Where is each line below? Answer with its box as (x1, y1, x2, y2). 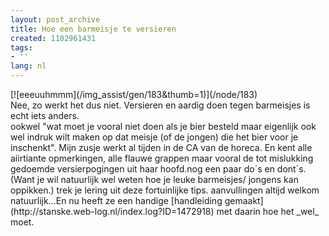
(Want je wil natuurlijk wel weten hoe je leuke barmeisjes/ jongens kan (10, 174, 299, 185)
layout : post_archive (10, 14, 101, 25)
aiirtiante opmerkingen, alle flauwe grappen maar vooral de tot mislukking (10, 152, 314, 164)
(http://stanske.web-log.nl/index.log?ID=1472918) (10, 206, 215, 217)
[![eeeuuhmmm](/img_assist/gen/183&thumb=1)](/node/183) (10, 89, 258, 100)
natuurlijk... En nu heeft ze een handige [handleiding (10, 195, 223, 206)
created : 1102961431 (10, 33, 97, 43)
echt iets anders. (10, 110, 80, 121)
